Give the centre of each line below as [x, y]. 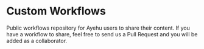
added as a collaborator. [37, 41]
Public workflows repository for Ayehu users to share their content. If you [98, 28]
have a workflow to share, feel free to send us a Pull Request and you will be [102, 34]
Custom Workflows [56, 11]
